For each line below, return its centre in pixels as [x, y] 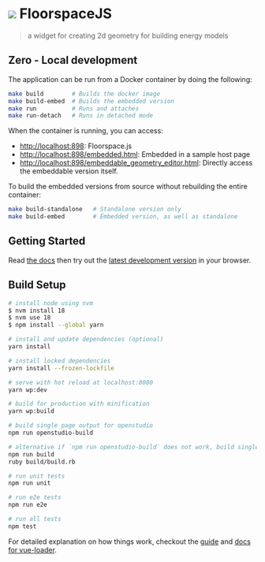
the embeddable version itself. [69, 171]
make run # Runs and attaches [74, 108]
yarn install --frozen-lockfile [61, 368]
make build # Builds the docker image [84, 94]
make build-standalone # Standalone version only [95, 210]
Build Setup [37, 285]
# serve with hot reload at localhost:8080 [81, 382]
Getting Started [47, 241]
